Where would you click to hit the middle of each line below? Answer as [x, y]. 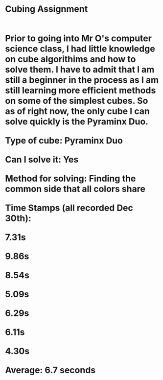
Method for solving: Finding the [70, 178]
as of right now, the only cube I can [78, 111]
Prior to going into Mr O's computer [78, 38]
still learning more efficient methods [81, 90]
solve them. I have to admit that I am [80, 70]
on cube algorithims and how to [70, 59]
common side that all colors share [75, 189]
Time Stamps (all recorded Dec [69, 208]
